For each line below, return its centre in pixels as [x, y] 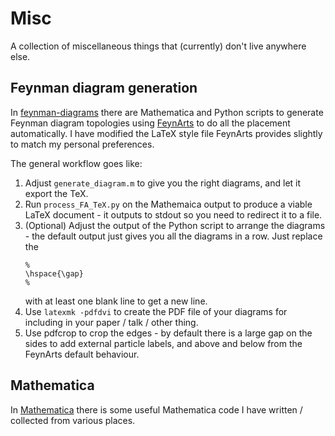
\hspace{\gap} [54, 273]
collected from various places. [73, 420]
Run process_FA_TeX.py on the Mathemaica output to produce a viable [168, 204]
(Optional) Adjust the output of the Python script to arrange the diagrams [175, 225]
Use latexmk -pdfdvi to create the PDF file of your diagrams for [156, 311]
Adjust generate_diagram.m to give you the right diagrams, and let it [163, 183]
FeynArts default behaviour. [82, 354]
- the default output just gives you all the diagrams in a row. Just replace [173, 236]
